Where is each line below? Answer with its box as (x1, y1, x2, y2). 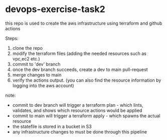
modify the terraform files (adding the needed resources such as (12, 50, 146, 56)
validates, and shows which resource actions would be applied (12, 107, 142, 113)
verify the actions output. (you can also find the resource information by (12, 77, 161, 83)
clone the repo (12, 45, 43, 51)
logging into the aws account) (12, 82, 74, 89)
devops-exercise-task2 (5, 4, 105, 15)
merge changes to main (12, 72, 62, 78)
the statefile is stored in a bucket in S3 (12, 123, 92, 129)
